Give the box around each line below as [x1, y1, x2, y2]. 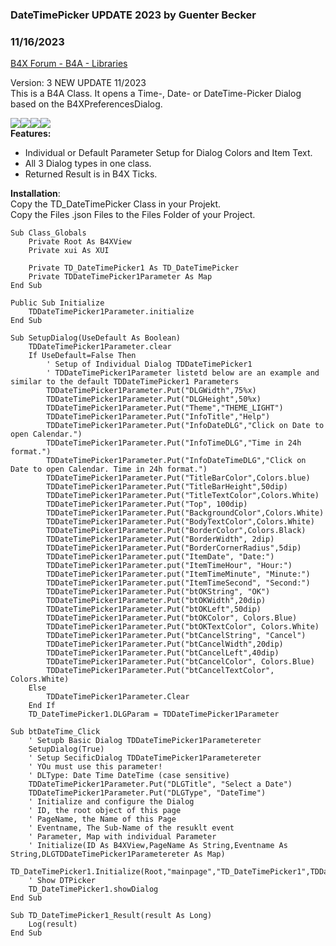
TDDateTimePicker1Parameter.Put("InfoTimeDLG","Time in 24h [46, 438, 302, 448]
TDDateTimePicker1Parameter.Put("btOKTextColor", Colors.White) [46, 622, 320, 632]
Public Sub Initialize [10, 298, 105, 308]
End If [28, 701, 56, 711]
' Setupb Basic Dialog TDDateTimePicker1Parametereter [28, 736, 262, 746]
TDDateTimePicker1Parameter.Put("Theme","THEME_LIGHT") [46, 403, 284, 413]
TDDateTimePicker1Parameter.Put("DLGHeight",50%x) [46, 394, 262, 405]
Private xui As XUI [28, 246, 110, 256]
